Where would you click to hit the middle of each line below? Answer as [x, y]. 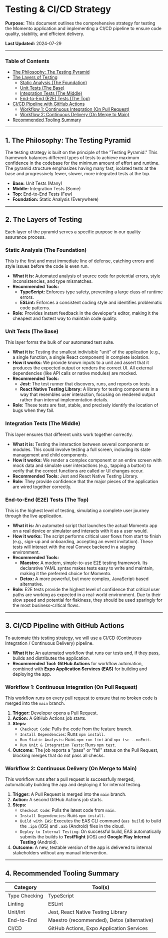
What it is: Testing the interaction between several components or [80, 444]
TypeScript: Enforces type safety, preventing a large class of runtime [91, 292]
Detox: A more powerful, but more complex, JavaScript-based [84, 579]
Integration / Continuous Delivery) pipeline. [49, 643]
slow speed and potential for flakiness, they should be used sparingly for [87, 600]
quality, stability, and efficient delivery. [45, 34]
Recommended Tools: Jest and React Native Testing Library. [75, 476]
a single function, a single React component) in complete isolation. [81, 357]
